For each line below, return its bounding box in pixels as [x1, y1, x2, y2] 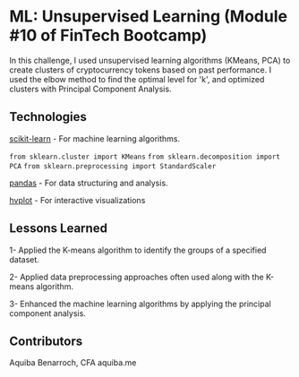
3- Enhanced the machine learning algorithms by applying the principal [9, 298, 271, 309]
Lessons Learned [9, 221, 107, 236]
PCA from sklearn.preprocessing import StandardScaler [9, 161, 217, 171]
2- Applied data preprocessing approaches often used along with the [9, 271, 264, 282]
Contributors [9, 333, 83, 348]
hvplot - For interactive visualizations [9, 194, 146, 205]
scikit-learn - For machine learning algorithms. [9, 133, 181, 144]
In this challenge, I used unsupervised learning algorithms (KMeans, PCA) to [9, 55, 291, 65]
